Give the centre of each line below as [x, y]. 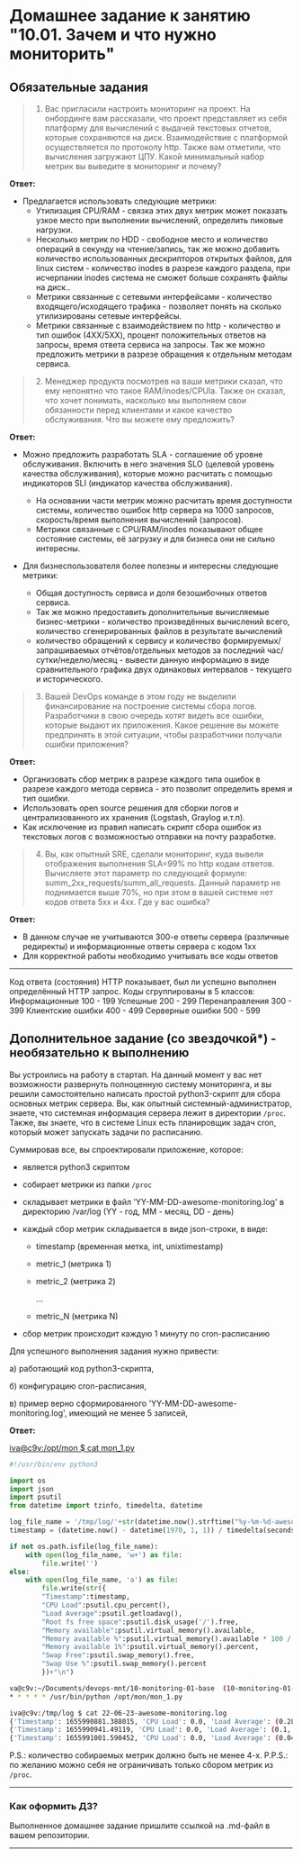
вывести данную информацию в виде [197, 660]
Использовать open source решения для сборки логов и [130, 808]
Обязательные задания [79, 87]
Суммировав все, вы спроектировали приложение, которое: [127, 1149]
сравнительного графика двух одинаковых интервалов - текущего [164, 669]
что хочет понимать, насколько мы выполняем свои [146, 400]
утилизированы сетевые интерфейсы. [109, 316]
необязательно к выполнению [99, 1053]
